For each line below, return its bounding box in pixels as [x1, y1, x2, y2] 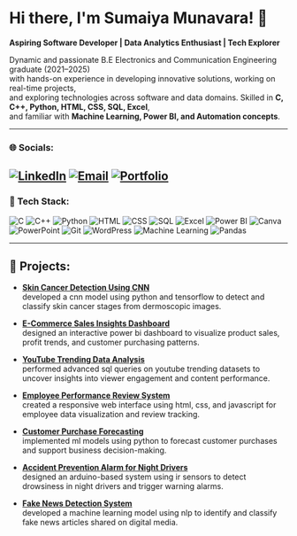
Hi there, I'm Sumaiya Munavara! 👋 [9, 8, 268, 28]
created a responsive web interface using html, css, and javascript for [21, 400, 277, 410]
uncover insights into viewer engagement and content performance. [21, 373, 270, 384]
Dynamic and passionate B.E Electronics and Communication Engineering [9, 54, 277, 65]
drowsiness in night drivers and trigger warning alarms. [21, 481, 224, 492]
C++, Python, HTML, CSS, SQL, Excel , [9, 101, 150, 112]
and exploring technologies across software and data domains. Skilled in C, [9, 92, 284, 103]
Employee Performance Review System [21, 390, 171, 401]
